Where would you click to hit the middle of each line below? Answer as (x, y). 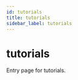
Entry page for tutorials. (36, 70)
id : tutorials (24, 12)
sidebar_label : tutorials (39, 23)
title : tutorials (28, 18)
